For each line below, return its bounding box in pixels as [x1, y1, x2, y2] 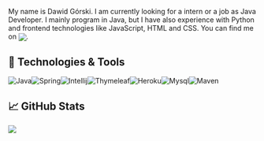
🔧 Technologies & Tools [8, 55, 125, 69]
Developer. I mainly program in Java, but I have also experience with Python [8, 15, 255, 24]
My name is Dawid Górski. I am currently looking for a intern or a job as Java [8, 7, 256, 16]
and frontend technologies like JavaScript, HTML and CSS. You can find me [8, 24, 254, 32]
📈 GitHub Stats [8, 100, 85, 113]
